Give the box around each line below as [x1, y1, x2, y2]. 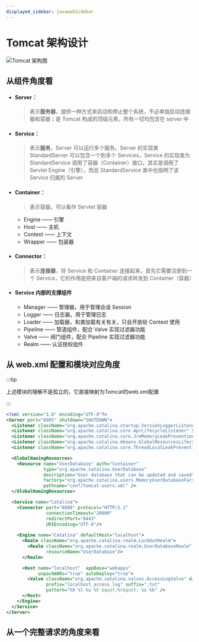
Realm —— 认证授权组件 [23, 340, 84, 347]
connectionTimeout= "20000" [46, 510, 113, 516]
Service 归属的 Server [29, 174, 84, 181]
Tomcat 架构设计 [6, 36, 89, 49]
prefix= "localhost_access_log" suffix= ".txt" [46, 581, 161, 588]
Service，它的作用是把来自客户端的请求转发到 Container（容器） [36, 274, 195, 282]
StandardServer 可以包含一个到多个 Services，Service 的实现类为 [29, 152, 191, 159]
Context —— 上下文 [23, 230, 72, 238]
